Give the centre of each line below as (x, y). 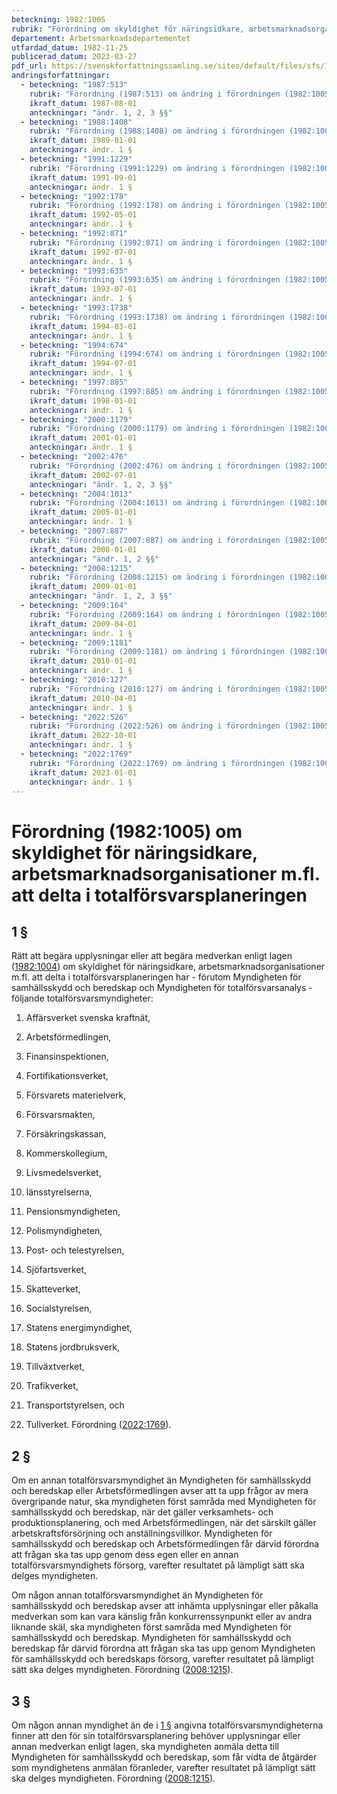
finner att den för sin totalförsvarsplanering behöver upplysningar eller (156, 1735)
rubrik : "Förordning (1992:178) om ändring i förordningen (155, 206)
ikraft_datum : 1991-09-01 (83, 177)
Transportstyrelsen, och (75, 1405)
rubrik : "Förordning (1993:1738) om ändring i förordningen (157, 317)
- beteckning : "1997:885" (74, 382)
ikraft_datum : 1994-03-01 (83, 326)
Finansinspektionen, (67, 1057)
